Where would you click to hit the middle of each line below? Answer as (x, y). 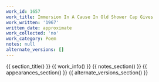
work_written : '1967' (33, 22)
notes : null (21, 45)
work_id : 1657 (23, 11)
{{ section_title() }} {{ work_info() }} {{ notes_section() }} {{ (77, 66)
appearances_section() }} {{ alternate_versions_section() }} (77, 72)
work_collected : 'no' (33, 33)
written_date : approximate (39, 28)
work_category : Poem (31, 39)
